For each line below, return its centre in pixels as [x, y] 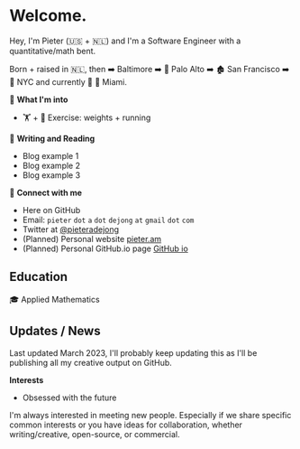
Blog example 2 [51, 165]
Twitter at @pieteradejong [71, 229]
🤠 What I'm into [39, 99]
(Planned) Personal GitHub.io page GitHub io [105, 248]
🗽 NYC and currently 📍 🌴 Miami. [68, 81]
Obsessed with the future [69, 398]
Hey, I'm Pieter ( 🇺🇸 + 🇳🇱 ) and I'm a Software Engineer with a [125, 41]
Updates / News [55, 331]
